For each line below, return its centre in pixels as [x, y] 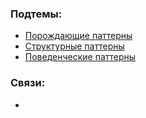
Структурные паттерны [74, 46]
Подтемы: [36, 14]
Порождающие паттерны [78, 36]
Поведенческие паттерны [80, 57]
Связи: [28, 83]
